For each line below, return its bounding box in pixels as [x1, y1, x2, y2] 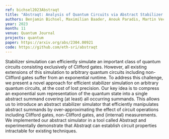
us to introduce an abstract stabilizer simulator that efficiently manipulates [5, 101, 159, 107]
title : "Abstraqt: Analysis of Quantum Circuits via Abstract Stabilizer [5, 12, 163, 17]
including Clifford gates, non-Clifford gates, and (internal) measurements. [5, 111, 157, 118]
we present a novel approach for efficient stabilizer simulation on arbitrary [5, 80, 159, 86]
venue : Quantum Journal [5, 31, 55, 36]
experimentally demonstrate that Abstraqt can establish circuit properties [5, 122, 157, 128]
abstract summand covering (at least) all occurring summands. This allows [5, 96, 160, 102]
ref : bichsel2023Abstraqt [5, 7, 59, 13]
